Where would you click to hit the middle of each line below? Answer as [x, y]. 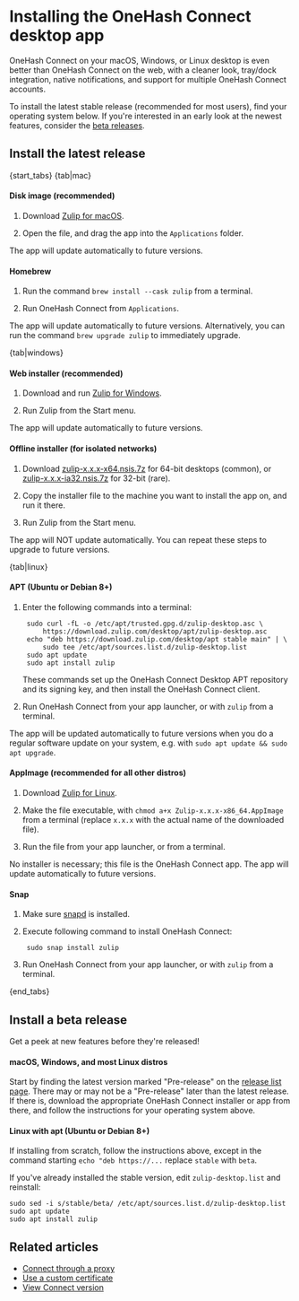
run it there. [43, 505]
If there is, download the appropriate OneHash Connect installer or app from [150, 1101]
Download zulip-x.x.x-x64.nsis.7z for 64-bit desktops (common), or [147, 468]
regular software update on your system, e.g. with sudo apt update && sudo [149, 743]
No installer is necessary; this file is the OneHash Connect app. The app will [149, 864]
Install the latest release [77, 154]
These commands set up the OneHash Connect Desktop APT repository [155, 679]
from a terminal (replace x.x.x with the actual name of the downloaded [153, 819]
